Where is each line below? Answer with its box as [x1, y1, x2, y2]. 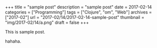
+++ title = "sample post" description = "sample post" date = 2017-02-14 [5, 4, 152, 10]
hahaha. [5, 38, 21, 44]
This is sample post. [5, 29, 45, 34]
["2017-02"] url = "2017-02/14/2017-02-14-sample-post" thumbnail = [5, 15, 145, 20]
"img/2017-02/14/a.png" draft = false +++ [5, 19, 89, 25]
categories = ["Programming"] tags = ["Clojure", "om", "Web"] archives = [5, 9, 152, 15]
